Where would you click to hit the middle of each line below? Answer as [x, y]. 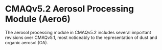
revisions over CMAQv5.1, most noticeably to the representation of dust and [81, 37]
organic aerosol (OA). [27, 42]
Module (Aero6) [38, 19]
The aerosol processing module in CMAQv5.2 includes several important [78, 32]
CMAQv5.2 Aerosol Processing [69, 9]
